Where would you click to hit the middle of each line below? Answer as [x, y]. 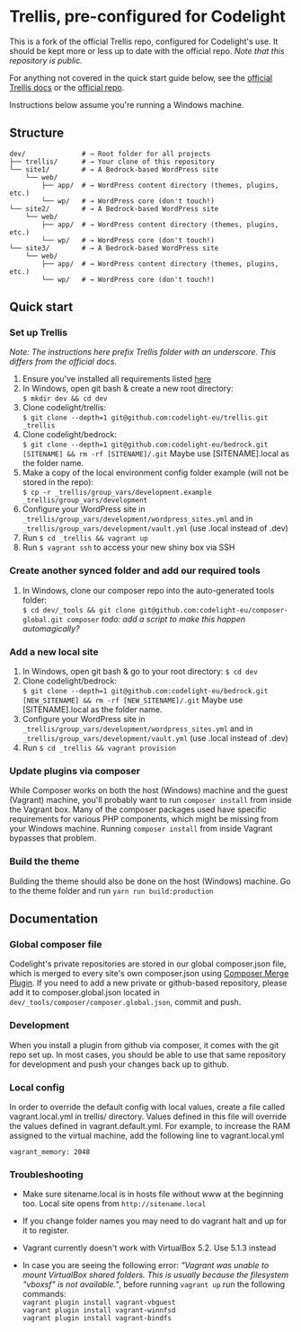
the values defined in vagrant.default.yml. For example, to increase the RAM [150, 1125]
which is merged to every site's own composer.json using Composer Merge [149, 974]
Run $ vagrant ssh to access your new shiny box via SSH [128, 547]
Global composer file [56, 944]
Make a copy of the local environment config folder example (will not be [155, 472]
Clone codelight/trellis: [64, 408]
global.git [43, 620]
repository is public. [46, 60]
